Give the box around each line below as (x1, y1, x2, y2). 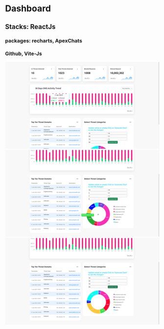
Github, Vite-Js (5, 50, 43, 57)
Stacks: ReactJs (5, 23, 56, 31)
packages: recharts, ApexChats (5, 37, 82, 44)
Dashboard (5, 3, 51, 14)
